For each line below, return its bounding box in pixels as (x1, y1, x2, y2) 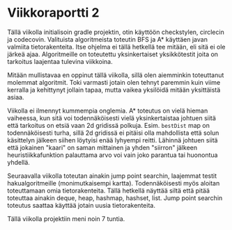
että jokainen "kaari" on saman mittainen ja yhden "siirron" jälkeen (7, 143, 198, 151)
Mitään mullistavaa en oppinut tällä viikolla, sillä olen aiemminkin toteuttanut (7, 71, 224, 79)
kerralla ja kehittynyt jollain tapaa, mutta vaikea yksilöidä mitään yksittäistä (7, 85, 221, 94)
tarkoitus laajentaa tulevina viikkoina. (7, 57, 113, 65)
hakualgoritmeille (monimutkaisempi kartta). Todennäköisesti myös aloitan (7, 179, 220, 187)
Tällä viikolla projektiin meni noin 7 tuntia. (7, 214, 125, 223)
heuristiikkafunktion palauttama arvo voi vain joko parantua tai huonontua (7, 151, 218, 159)
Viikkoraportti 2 (7, 5, 100, 21)
